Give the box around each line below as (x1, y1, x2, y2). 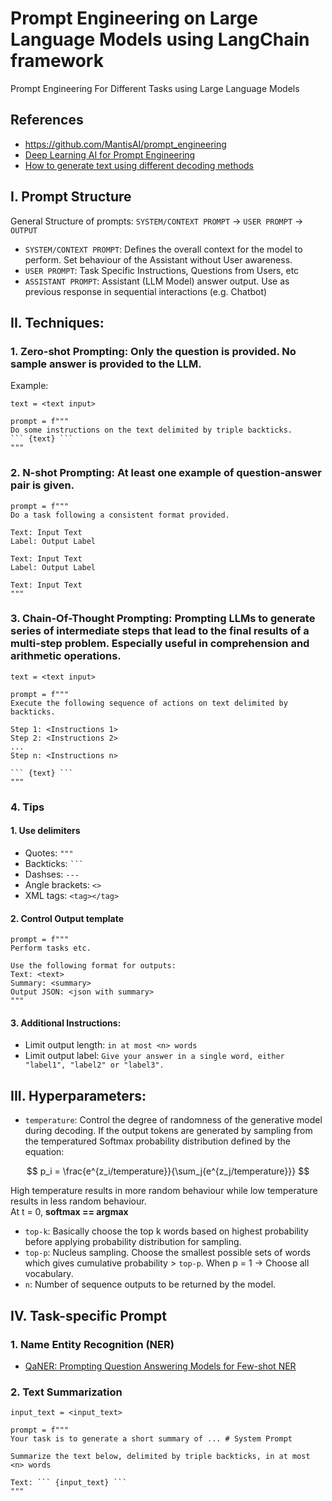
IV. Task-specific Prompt (10, 1307, 167, 1324)
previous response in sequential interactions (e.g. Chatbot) (24, 285, 268, 297)
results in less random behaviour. (10, 1195, 147, 1207)
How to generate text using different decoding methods (24, 159, 254, 171)
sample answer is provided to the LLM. (10, 357, 202, 371)
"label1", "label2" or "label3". (24, 1060, 165, 1071)
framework (10, 50, 104, 72)
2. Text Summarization (10, 1385, 123, 1399)
